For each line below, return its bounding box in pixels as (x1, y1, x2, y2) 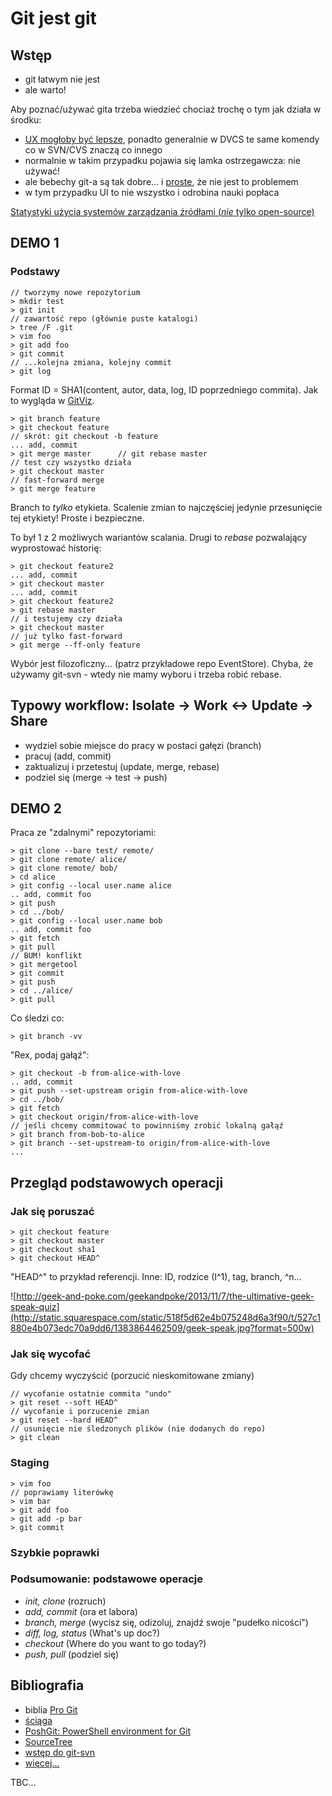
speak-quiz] (10, 1301, 60, 1312)
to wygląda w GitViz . (10, 394, 95, 406)
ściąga (24, 1714, 53, 1726)
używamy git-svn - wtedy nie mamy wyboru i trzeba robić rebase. (10, 668, 282, 680)
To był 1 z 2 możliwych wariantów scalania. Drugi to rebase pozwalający (10, 531, 308, 543)
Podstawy (10, 265, 61, 279)
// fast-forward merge (10, 475, 105, 485)
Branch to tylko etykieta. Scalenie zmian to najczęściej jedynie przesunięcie (10, 501, 323, 513)
